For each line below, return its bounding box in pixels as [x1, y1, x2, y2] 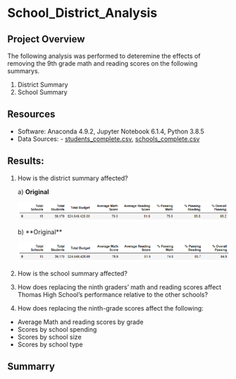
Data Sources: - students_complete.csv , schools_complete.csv [17, 134, 200, 143]
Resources [7, 108, 56, 121]
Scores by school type [17, 340, 83, 349]
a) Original [17, 187, 49, 195]
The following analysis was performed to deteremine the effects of [7, 52, 201, 60]
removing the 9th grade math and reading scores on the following [7, 59, 198, 68]
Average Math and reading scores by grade [17, 318, 144, 326]
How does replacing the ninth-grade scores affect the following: [17, 304, 204, 313]
